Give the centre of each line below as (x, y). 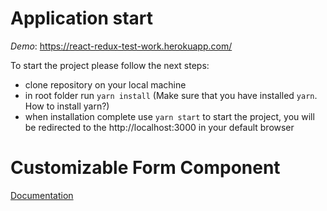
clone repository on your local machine (105, 84)
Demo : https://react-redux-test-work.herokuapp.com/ (121, 46)
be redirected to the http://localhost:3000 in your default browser (159, 127)
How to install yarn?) (67, 106)
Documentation (42, 195)
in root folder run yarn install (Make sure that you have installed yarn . (171, 95)
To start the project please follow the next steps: (110, 65)
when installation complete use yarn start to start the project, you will (169, 116)
